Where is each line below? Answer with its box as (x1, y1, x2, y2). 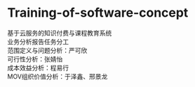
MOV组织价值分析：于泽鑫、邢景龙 (7, 72, 108, 81)
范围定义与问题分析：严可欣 (7, 46, 88, 54)
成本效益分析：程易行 (7, 63, 69, 72)
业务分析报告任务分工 (7, 37, 69, 46)
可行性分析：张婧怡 (7, 54, 63, 63)
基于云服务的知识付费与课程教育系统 (7, 29, 112, 37)
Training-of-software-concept (7, 5, 189, 21)
